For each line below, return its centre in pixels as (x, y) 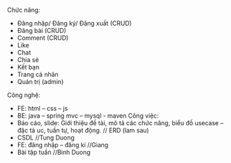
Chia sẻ (28, 60)
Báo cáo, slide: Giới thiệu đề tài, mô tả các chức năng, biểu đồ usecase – (120, 123)
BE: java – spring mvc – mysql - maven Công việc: (88, 116)
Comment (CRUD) (43, 38)
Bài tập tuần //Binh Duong (54, 152)
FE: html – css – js (42, 108)
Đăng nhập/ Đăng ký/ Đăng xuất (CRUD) (74, 23)
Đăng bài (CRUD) (42, 31)
